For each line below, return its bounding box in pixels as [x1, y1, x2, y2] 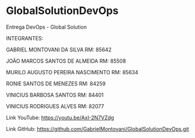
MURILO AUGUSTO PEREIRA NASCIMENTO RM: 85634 [6, 68, 139, 75]
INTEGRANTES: [6, 34, 44, 42]
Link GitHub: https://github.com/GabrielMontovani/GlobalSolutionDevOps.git [6, 125, 189, 132]
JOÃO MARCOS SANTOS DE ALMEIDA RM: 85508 [6, 57, 126, 64]
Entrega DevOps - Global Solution [6, 23, 87, 30]
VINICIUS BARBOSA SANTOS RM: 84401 [6, 91, 104, 98]
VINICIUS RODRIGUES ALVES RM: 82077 [6, 102, 104, 109]
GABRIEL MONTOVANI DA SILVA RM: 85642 [6, 46, 112, 53]
